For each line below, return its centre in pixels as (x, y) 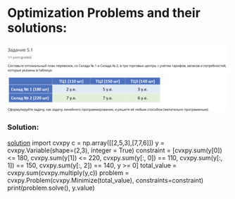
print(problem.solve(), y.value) (51, 188)
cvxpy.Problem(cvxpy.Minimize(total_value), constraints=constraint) (106, 180)
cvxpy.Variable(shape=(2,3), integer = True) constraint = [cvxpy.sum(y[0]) (115, 150)
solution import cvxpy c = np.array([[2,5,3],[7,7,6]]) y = (86, 143)
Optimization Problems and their (104, 13)
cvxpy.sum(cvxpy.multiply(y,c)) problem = (68, 173)
